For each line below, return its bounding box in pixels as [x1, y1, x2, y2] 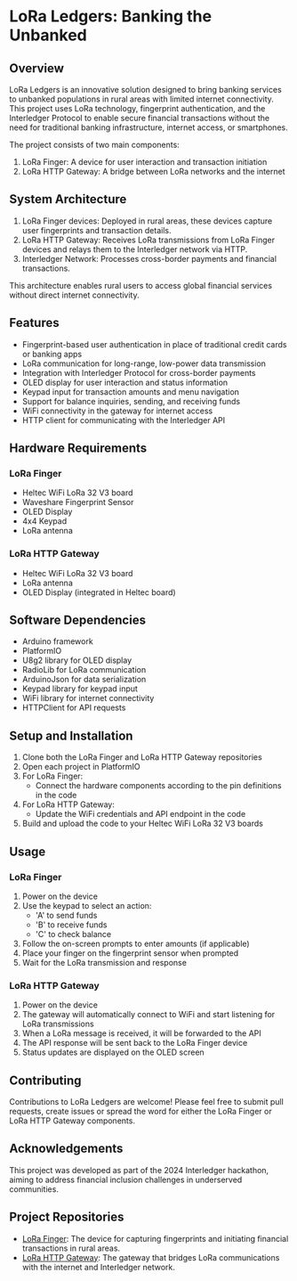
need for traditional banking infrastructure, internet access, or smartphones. [9, 122, 288, 133]
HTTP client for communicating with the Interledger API [21, 414, 226, 425]
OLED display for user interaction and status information [21, 377, 229, 388]
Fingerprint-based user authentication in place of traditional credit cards [21, 339, 287, 349]
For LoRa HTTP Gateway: [21, 799, 116, 810]
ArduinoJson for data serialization [21, 674, 147, 685]
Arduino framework [21, 636, 93, 647]
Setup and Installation [9, 728, 133, 743]
